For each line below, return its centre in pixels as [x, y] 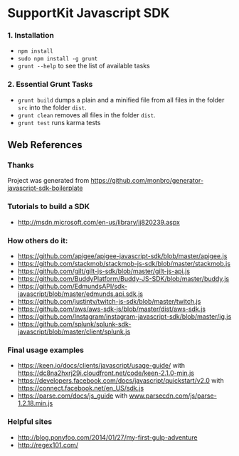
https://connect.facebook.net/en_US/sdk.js [81, 388]
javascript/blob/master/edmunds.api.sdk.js [80, 294]
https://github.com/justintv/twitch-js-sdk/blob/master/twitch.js [109, 302]
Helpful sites [30, 422]
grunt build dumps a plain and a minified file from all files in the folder [121, 100]
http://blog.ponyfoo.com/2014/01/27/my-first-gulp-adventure [107, 437]
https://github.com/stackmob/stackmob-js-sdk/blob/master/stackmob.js [124, 264]
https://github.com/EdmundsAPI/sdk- [73, 287]
